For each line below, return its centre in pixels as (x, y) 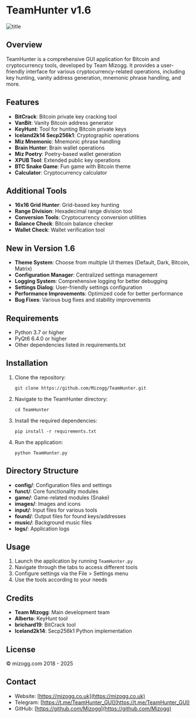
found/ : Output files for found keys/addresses (70, 516)
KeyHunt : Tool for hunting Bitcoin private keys (70, 129)
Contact (21, 682)
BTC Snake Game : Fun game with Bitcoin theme (72, 166)
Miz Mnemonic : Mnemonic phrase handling (67, 141)
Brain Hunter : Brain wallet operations (60, 148)
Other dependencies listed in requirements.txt (70, 345)
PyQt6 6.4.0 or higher (41, 338)
